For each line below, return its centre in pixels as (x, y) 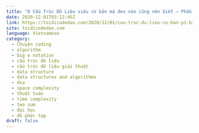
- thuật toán (28, 94)
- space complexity (36, 88)
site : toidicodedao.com (36, 28)
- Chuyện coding (31, 45)
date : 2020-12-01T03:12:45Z (41, 17)
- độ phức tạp (29, 115)
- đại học (23, 110)
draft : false (22, 121)
